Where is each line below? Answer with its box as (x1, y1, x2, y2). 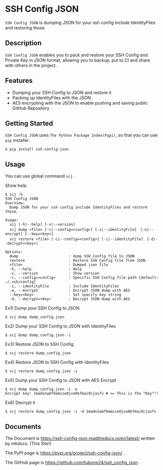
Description (5, 39, 42, 47)
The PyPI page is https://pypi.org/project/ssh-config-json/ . (5, 450, 125, 456)
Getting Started (5, 119, 53, 128)
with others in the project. (5, 62, 57, 68)
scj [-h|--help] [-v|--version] (9, 222, 76, 227)
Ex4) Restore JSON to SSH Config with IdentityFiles (5, 359, 109, 365)
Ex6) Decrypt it (5, 400, 36, 405)
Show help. (5, 182, 28, 189)
